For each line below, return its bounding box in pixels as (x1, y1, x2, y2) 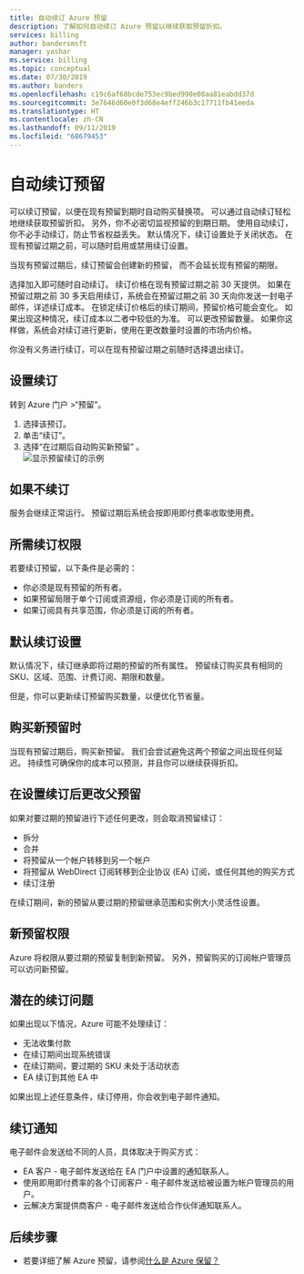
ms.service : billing (9, 56, 88, 65)
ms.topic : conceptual (9, 65, 92, 74)
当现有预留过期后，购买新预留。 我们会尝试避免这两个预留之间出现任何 (9, 745, 275, 756)
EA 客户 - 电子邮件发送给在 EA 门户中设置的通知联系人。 (22, 1166, 235, 1176)
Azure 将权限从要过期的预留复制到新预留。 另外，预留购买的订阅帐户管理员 (9, 951, 291, 962)
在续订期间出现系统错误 (22, 1049, 111, 1060)
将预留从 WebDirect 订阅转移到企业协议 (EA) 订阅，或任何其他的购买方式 (22, 866, 295, 877)
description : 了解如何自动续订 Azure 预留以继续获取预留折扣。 (9, 22, 228, 31)
